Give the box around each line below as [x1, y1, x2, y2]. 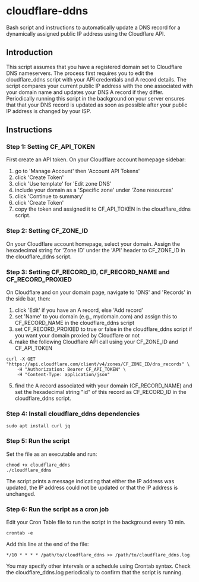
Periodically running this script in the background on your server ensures [6, 95, 185, 102]
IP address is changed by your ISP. [6, 107, 91, 114]
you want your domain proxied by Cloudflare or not [14, 332, 140, 339]
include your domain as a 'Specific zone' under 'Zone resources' [14, 186, 173, 194]
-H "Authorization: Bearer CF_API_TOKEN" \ [17, 367, 127, 373]
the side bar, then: [6, 295, 50, 302]
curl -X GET [6, 356, 36, 362]
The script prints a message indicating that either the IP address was [6, 477, 175, 484]
